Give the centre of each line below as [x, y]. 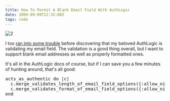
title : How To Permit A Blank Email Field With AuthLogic [68, 10]
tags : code [17, 19]
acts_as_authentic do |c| [37, 79]
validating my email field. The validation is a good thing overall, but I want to [84, 49]
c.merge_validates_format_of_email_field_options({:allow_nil [89, 89]
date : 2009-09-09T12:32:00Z [35, 15]
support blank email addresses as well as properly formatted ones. [75, 54]
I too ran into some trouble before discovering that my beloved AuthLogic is [84, 43]
